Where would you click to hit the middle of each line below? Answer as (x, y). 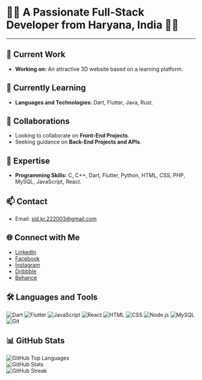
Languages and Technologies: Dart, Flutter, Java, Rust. (84, 102)
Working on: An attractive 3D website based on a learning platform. (99, 69)
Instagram (27, 265)
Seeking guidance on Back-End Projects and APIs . (78, 142)
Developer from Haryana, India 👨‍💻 (93, 25)
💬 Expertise (28, 161)
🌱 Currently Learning (46, 88)
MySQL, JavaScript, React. (48, 182)
